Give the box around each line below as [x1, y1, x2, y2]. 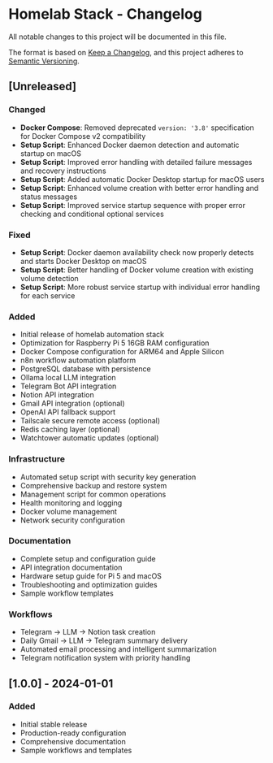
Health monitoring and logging [19, 497, 123, 508]
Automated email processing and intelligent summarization [19, 644, 217, 654]
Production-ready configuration [19, 728, 127, 738]
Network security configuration [19, 515, 126, 525]
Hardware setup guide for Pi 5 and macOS [19, 570, 162, 581]
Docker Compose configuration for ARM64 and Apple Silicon [19, 347, 225, 357]
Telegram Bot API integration [19, 381, 117, 391]
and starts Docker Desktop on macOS [19, 256, 147, 266]
